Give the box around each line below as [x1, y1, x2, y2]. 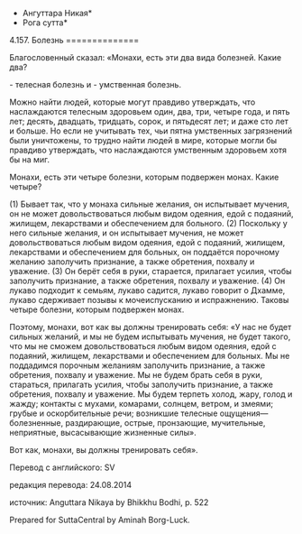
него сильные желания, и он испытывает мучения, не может [9, 227, 244, 238]
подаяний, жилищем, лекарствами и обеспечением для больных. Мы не [9, 351, 290, 361]
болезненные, [9, 418, 64, 428]
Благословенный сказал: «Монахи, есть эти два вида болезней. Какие [9, 52, 282, 62]
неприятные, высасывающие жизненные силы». [9, 428, 197, 437]
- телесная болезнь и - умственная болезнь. [9, 79, 182, 89]
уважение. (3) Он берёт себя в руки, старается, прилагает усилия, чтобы [9, 266, 292, 276]
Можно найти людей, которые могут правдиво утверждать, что [9, 97, 256, 107]
